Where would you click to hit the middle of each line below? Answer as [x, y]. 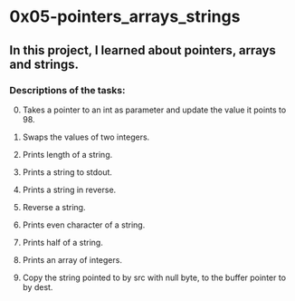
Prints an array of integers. [72, 259]
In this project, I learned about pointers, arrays [143, 50]
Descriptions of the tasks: [67, 90]
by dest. [38, 286]
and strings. [44, 64]
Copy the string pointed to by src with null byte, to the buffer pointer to [154, 277]
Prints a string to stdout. [67, 172]
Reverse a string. [54, 207]
